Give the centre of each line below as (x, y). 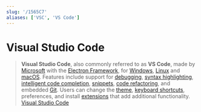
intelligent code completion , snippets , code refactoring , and (96, 84)
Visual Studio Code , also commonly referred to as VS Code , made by (108, 64)
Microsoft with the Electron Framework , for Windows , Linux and (100, 71)
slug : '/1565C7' (27, 12)
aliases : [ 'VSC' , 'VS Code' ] (43, 18)
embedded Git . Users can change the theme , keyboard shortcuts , (103, 90)
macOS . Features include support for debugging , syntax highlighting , (107, 77)
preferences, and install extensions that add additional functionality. (106, 96)
